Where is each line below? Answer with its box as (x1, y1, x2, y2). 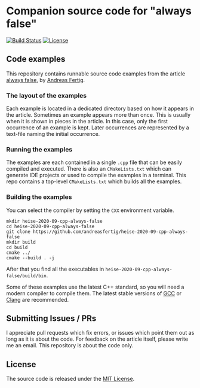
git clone (6, 229, 31, 235)
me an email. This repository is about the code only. (6, 342, 134, 349)
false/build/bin (6, 272, 47, 279)
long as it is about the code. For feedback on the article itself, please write (6, 335, 189, 342)
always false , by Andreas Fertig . (6, 76, 85, 83)
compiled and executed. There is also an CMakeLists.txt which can (6, 165, 172, 172)
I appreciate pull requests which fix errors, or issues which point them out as (6, 329, 195, 337)
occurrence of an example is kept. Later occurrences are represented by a (6, 124, 189, 131)
